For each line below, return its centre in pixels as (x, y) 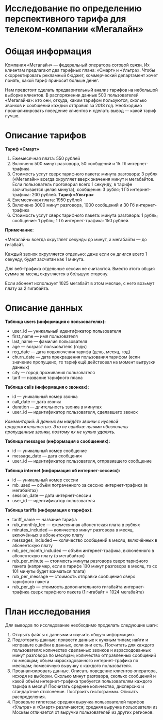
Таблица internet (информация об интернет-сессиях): (63, 470)
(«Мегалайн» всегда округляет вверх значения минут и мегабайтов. (83, 179)
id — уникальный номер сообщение (49, 451)
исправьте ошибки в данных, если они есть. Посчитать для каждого (83, 645)
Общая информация (48, 51)
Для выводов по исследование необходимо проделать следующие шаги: (81, 625)
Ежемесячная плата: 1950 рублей (47, 200)
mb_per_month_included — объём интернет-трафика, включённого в (83, 550)
